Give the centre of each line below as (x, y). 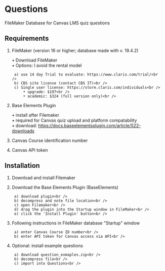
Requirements (27, 38)
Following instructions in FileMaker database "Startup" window (76, 223)
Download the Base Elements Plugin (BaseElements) (65, 187)
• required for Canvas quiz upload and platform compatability (74, 120)
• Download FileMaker (35, 60)
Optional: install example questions (47, 245)
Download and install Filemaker (44, 178)
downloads (23, 131)
